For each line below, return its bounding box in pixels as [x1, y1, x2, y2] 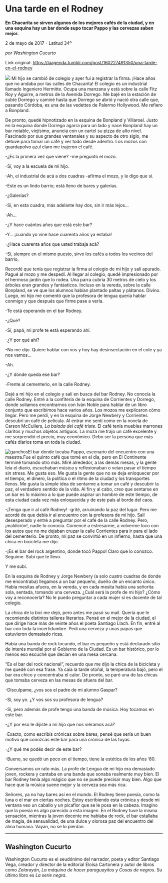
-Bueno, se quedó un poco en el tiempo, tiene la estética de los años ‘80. [5, 756, 156, 762]
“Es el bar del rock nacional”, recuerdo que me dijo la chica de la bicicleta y [5, 661, 160, 667]
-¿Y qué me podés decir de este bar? [5, 746, 82, 752]
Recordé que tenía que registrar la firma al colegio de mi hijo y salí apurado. [5, 266, 161, 272]
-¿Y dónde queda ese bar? [5, 371, 60, 377]
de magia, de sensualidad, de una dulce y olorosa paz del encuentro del [5, 818, 153, 824]
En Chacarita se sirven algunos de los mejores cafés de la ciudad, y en [5, 20, 154, 26]
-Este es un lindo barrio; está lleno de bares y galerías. [5, 182, 118, 188]
